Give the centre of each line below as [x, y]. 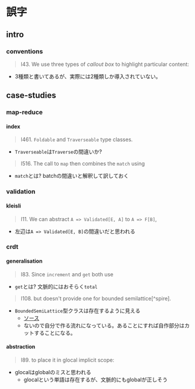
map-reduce [25, 112]
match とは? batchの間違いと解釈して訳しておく [72, 176]
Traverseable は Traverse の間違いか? [58, 152]
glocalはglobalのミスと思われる [53, 372]
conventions [25, 51]
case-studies [31, 95]
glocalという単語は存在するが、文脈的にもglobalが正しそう [95, 380]
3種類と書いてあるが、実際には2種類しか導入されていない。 [88, 76]
